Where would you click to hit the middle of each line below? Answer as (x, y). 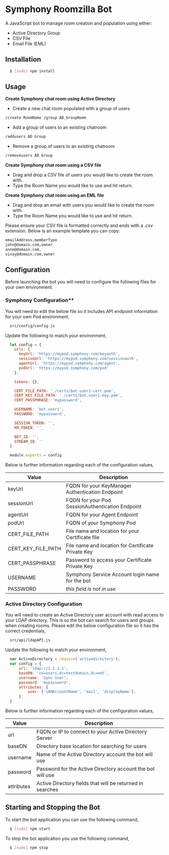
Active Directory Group (36, 33)
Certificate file (83, 537)
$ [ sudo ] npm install (32, 71)
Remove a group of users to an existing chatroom (64, 146)
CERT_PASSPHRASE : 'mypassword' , (48, 400)
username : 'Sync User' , (44, 678)
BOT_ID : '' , (27, 437)
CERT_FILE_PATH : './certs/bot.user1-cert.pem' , (65, 391)
